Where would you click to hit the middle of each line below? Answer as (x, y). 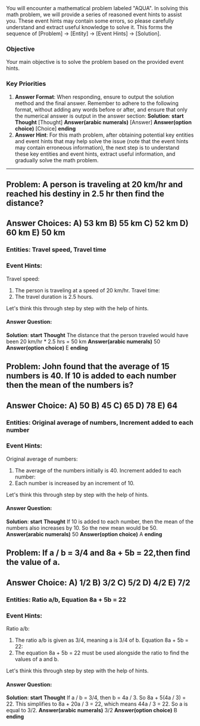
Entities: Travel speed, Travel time (56, 250)
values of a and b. (37, 659)
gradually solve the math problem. (57, 160)
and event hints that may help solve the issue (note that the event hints (101, 141)
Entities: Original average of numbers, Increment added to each (100, 422)
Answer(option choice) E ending (47, 348)
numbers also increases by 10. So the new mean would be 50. (82, 528)
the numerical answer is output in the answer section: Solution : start (99, 116)
